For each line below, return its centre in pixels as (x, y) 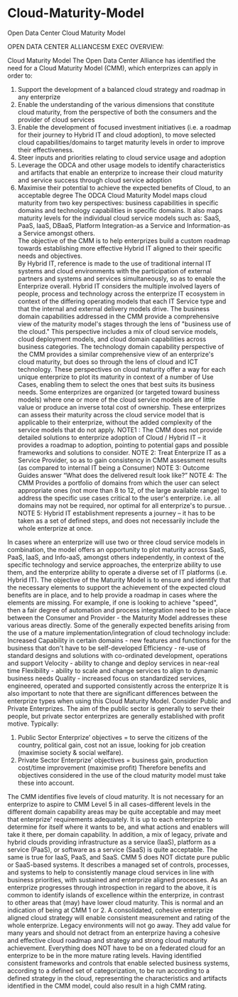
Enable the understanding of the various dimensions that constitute (116, 104)
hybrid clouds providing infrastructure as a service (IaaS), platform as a (112, 842)
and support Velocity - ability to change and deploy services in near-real (114, 663)
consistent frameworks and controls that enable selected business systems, (119, 963)
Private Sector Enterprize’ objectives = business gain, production (113, 760)
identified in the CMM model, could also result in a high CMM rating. (107, 986)
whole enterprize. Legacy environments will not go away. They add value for (119, 925)
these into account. (46, 783)
